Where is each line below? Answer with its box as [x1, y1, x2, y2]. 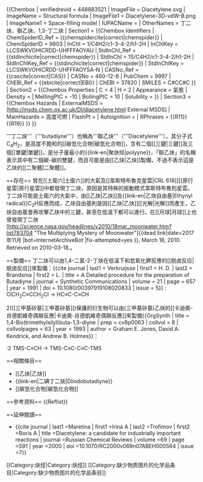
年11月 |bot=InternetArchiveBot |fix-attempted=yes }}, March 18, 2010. [6, 236, 181, 243]
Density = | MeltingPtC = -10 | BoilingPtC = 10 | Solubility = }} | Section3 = [6, 93, 191, 100]
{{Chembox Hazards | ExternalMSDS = [6, 100, 103, 106]
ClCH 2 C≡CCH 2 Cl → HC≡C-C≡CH [6, 290, 89, 299]
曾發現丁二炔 [6, 216, 38, 223]
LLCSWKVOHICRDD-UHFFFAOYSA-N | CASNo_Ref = [6, 66, 139, 73]
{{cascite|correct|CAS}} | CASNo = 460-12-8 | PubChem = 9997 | [6, 73, 171, 80]
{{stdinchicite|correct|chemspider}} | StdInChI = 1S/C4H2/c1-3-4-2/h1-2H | [6, 53, 194, 60]
